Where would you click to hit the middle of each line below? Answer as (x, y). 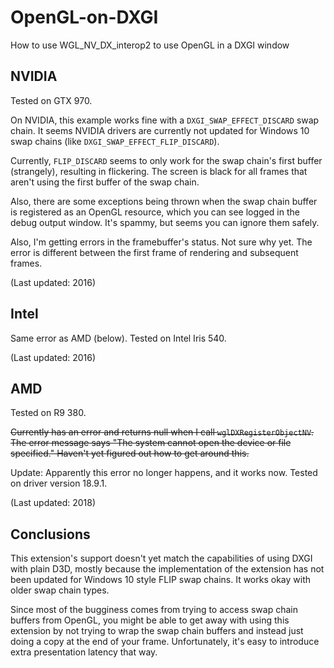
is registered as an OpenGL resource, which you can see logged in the (155, 212)
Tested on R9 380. (48, 413)
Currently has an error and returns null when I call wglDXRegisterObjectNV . (162, 432)
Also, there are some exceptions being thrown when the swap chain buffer (164, 201)
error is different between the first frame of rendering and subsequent (154, 252)
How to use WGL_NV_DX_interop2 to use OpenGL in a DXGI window (150, 45)
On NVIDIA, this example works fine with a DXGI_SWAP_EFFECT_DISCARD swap (165, 120)
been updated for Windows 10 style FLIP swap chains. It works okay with (160, 580)
